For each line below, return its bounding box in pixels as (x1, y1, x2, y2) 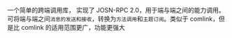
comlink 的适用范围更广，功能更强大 (20, 23, 126, 31)
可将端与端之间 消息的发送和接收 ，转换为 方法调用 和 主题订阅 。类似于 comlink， (7, 15, 219, 23)
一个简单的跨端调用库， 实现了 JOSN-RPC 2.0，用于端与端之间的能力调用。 (7, 6, 225, 14)
